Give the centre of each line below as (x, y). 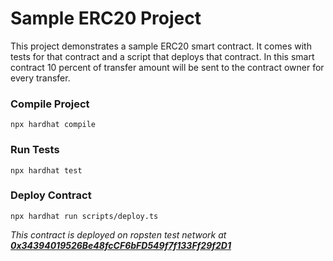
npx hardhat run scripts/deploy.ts (84, 216)
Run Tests (35, 150)
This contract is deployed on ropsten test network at (118, 234)
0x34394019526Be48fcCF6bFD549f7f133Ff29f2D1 (121, 245)
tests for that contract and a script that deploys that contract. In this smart (162, 56)
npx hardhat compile (53, 125)
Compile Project (50, 104)
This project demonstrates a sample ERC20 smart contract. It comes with (161, 46)
